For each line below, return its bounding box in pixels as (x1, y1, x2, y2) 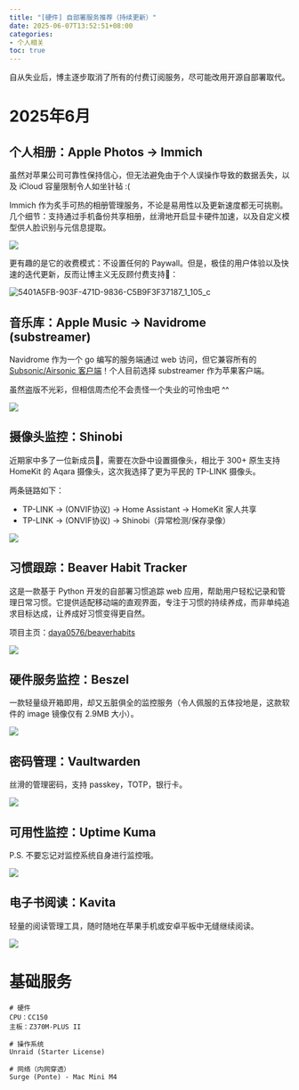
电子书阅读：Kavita (9, 895, 117, 910)
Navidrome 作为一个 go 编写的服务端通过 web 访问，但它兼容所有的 (9, 354, 257, 365)
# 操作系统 (9, 1039, 44, 1048)
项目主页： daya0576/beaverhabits (9, 627, 136, 637)
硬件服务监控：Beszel (9, 672, 129, 687)
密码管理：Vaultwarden (9, 754, 141, 769)
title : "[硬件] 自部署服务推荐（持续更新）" (9, 12, 158, 22)
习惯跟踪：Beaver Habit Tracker (9, 561, 188, 576)
